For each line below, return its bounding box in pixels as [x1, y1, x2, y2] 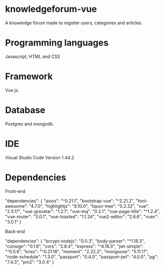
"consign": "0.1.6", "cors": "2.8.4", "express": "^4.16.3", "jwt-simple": [5, 243, 144, 249]
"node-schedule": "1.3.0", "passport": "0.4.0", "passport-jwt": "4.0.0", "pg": [5, 254, 159, 260]
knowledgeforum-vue [5, 3, 97, 15]
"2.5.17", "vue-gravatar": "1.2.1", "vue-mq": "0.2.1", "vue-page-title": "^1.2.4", [5, 208, 161, 214]
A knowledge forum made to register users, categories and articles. [5, 20, 143, 26]
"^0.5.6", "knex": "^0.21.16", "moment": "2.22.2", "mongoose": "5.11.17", [5, 248, 149, 254]
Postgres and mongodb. [5, 121, 54, 127]
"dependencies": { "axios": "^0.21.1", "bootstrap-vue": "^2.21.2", [5, 198, 135, 204]
